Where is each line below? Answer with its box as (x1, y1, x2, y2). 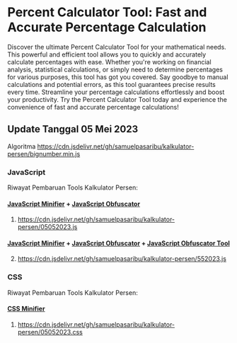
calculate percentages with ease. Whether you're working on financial (7, 57, 212, 66)
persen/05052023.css (17, 327, 83, 336)
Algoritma (7, 142, 36, 151)
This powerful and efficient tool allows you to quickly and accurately (7, 50, 207, 59)
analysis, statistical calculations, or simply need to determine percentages (7, 65, 223, 74)
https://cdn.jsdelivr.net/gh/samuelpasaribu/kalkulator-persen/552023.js (17, 255, 226, 263)
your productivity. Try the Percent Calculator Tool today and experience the (7, 95, 228, 103)
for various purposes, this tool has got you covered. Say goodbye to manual (7, 72, 229, 81)
